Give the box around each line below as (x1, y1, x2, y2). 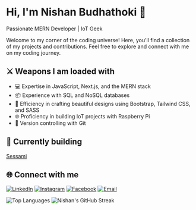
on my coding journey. (6, 49, 61, 56)
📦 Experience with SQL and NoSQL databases (14, 92, 130, 99)
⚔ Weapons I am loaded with (6, 67, 115, 77)
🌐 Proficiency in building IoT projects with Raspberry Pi (14, 112, 150, 120)
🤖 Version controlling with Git (14, 119, 86, 127)
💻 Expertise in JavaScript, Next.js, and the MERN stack (14, 83, 151, 90)
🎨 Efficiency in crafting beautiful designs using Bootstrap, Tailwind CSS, (14, 100, 191, 107)
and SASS (14, 106, 40, 114)
